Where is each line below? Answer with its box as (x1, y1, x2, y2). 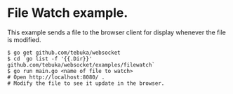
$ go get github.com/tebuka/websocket (7, 49, 121, 56)
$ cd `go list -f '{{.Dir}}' (7, 55, 93, 62)
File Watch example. (7, 5, 128, 21)
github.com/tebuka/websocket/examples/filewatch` (7, 61, 156, 68)
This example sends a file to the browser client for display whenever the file (7, 28, 226, 36)
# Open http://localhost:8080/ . (7, 74, 105, 81)
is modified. (7, 35, 41, 43)
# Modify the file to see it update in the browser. (7, 79, 165, 87)
